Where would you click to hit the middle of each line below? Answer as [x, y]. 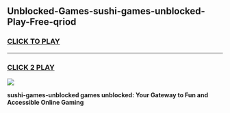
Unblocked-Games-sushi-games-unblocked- [106, 11]
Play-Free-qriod [42, 22]
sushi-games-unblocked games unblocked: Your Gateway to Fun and [108, 95]
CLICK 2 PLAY [31, 67]
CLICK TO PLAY [34, 42]
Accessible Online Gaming [46, 102]
